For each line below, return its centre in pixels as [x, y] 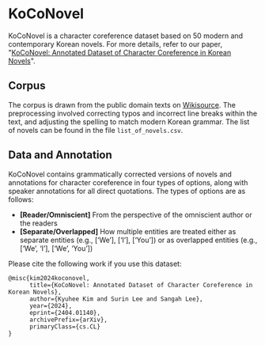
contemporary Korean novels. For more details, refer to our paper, [115, 44]
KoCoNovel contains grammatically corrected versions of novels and [120, 174]
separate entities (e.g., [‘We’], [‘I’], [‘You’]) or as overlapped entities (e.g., [138, 240]
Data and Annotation [60, 155]
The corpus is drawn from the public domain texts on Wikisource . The [122, 104]
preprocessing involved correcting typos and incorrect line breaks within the [133, 113]
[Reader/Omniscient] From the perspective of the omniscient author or [136, 214]
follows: [21, 199]
